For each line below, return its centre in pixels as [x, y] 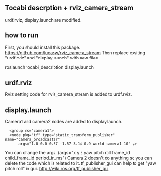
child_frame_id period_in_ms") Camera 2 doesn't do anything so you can [79, 158]
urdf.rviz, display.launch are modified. [43, 20]
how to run [22, 36]
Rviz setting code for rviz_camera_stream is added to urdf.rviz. [68, 94]
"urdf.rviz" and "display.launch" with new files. [52, 58]
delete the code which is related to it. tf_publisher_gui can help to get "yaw [80, 163]
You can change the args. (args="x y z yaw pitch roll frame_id [67, 153]
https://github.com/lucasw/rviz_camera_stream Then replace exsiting [75, 52]
